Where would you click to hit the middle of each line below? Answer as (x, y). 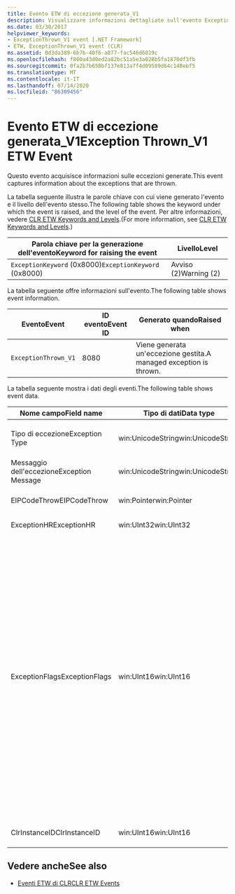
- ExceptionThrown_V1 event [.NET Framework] (74, 40)
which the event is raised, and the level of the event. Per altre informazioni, (115, 212)
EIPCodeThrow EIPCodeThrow (59, 501)
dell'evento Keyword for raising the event (87, 253)
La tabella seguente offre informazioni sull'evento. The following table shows (117, 291)
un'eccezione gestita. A (174, 353)
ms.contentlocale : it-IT (43, 79)
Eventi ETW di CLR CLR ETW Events (69, 883)
